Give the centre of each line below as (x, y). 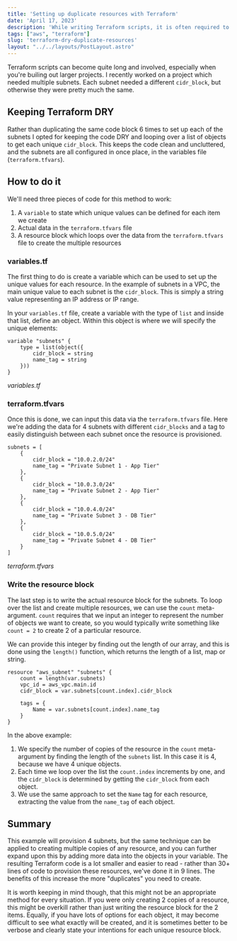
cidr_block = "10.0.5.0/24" (74, 534)
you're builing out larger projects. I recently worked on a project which (110, 75)
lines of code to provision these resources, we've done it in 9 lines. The (111, 871)
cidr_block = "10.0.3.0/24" (74, 485)
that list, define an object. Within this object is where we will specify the (112, 320)
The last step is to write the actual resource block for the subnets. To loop (115, 600)
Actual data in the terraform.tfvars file (75, 227)
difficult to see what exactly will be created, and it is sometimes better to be (117, 923)
